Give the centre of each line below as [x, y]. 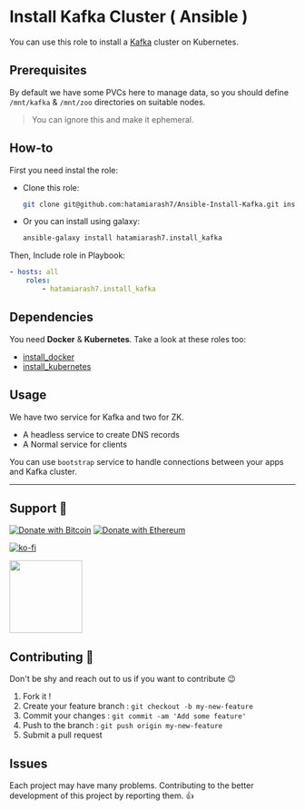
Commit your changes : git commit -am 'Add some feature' [134, 716]
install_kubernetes [57, 366]
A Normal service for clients [75, 444]
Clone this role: [51, 187]
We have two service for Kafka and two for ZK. [97, 417]
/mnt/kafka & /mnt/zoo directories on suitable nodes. [108, 102]
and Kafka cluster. [43, 471]
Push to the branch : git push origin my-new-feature [123, 726]
